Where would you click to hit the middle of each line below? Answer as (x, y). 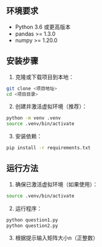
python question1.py (32, 220)
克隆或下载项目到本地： (44, 77)
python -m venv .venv (34, 118)
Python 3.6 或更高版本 (43, 27)
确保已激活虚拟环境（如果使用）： (56, 184)
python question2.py (32, 226)
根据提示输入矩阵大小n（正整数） (57, 238)
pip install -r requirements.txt (49, 148)
